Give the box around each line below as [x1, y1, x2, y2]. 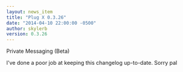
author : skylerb [6, 25, 47, 32]
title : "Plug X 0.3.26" [6, 14, 67, 20]
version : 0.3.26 [6, 31, 47, 37]
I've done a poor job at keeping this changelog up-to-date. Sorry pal [6, 59, 178, 67]
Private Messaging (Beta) [6, 47, 70, 55]
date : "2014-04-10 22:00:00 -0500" [6, 20, 97, 26]
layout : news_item [6, 8, 53, 15]
